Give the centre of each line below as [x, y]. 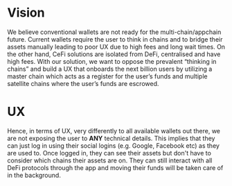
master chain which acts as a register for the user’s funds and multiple [107, 76]
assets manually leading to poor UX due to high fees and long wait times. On [116, 46]
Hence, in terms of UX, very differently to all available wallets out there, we [114, 130]
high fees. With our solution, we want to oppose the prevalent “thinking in [112, 61]
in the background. [34, 175]
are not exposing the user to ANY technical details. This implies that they [111, 138]
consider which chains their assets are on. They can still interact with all [110, 160]
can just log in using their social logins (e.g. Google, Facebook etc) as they [114, 145]
